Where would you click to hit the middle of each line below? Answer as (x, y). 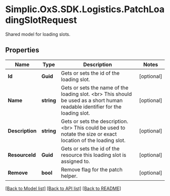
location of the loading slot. (93, 140)
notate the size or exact (89, 134)
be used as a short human (92, 100)
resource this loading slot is (94, 155)
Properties (22, 50)
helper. (69, 176)
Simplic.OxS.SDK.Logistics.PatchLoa (85, 9)
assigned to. (75, 161)
